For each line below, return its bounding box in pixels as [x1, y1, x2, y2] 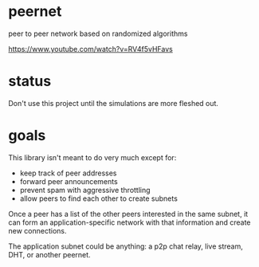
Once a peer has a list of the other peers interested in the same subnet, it [8, 209, 249, 218]
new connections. [8, 226, 67, 235]
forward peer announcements [19, 176, 118, 186]
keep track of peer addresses [19, 168, 117, 178]
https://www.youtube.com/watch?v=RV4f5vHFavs [8, 44, 173, 53]
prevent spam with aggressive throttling [19, 185, 151, 194]
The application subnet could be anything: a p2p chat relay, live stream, [8, 241, 243, 251]
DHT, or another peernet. [8, 249, 91, 259]
